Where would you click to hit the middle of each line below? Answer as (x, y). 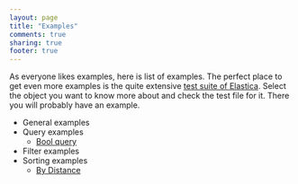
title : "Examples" (44, 26)
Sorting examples (55, 161)
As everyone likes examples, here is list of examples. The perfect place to (146, 76)
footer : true (34, 51)
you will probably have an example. (75, 105)
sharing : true (36, 43)
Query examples (53, 132)
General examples (56, 123)
